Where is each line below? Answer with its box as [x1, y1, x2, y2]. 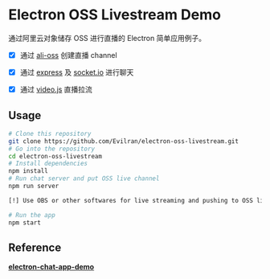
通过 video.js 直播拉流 [19, 84, 92, 94]
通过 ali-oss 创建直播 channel [19, 50, 118, 59]
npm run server [8, 183, 59, 191]
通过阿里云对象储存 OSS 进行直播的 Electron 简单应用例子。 [8, 33, 207, 43]
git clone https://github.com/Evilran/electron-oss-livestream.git [8, 137, 239, 146]
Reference [8, 240, 62, 254]
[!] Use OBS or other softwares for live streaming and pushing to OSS [8, 196, 253, 204]
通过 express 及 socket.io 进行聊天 [19, 68, 134, 77]
